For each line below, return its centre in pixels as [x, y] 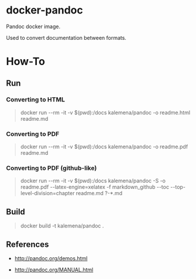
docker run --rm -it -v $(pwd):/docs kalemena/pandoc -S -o [93, 181]
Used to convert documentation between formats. [66, 38]
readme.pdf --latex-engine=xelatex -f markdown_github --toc [95, 187]
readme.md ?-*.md [99, 193]
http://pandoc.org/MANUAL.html [54, 270]
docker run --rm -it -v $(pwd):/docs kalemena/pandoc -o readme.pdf [104, 147]
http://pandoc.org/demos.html [51, 258]
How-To [26, 62]
